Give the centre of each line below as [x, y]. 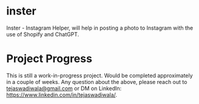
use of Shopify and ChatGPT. [43, 34]
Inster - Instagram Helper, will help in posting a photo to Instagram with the [100, 28]
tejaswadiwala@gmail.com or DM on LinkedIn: [64, 88]
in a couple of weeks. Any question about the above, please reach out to [97, 82]
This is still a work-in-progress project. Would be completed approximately [99, 75]
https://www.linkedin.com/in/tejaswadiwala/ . [62, 94]
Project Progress [49, 59]
